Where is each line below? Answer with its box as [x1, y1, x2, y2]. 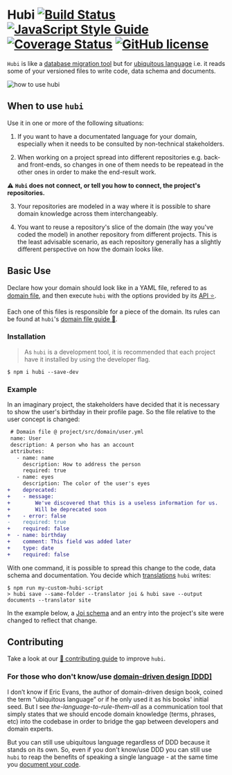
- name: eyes [16, 474, 54, 481]
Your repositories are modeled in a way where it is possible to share [17, 202, 211, 210]
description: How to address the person [22, 461, 141, 468]
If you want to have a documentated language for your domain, [17, 132, 197, 140]
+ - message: [7, 493, 54, 500]
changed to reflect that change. [7, 616, 98, 624]
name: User [10, 435, 42, 442]
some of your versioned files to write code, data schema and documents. [7, 67, 216, 75]
